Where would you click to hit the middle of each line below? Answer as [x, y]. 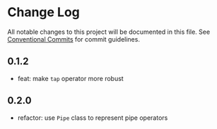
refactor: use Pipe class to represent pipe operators [93, 118]
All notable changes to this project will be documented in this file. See [109, 32]
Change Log [43, 12]
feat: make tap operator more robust [70, 78]
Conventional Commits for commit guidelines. [74, 39]
